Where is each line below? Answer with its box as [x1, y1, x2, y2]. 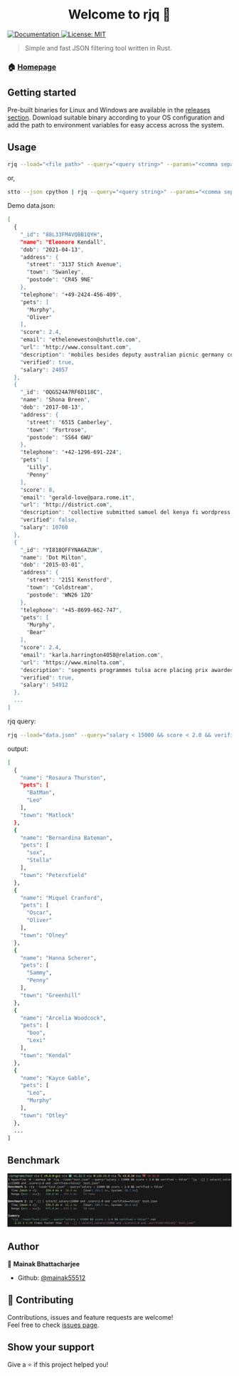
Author [7, 1241, 39, 1253]
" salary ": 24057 [20, 366, 69, 373]
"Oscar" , [26, 909, 53, 917]
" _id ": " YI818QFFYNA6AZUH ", [20, 546, 103, 554]
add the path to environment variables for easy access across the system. [7, 120, 225, 129]
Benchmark [7, 1154, 60, 1166]
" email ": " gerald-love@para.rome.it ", [20, 494, 135, 501]
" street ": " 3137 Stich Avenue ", [26, 261, 122, 268]
